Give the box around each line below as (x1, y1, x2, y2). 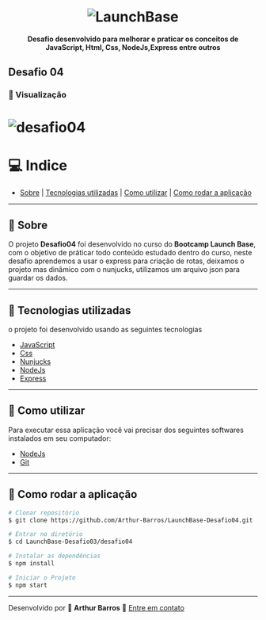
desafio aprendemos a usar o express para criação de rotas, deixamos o (8, 256, 245, 266)
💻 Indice (8, 156, 68, 174)
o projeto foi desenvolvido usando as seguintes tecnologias (8, 325, 203, 334)
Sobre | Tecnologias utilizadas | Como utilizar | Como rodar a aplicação (19, 188, 252, 197)
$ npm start (8, 581, 47, 589)
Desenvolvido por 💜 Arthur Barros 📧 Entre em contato (8, 603, 184, 612)
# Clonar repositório (8, 508, 80, 517)
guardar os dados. (8, 274, 68, 283)
